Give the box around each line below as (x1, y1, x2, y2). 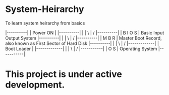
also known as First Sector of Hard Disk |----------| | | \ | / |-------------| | (5, 40, 159, 46)
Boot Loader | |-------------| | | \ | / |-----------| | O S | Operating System (5, 45, 157, 51)
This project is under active (5, 68, 122, 80)
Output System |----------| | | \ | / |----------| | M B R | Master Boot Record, (5, 35, 162, 41)
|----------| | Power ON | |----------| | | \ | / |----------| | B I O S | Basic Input (5, 29, 164, 35)
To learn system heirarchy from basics (5, 20, 85, 26)
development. (5, 79, 65, 90)
